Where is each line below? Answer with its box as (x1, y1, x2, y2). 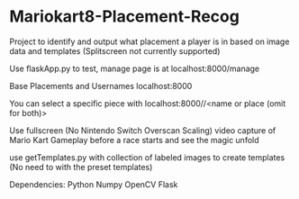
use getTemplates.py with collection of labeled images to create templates (9, 151, 285, 163)
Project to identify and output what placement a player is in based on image (9, 36, 290, 47)
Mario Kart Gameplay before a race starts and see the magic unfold (9, 134, 259, 145)
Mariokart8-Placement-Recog (9, 6, 240, 27)
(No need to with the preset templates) (9, 161, 153, 172)
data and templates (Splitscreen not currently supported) (9, 45, 221, 56)
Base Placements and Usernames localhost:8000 (9, 80, 193, 91)
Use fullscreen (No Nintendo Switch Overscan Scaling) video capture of (9, 124, 276, 136)
